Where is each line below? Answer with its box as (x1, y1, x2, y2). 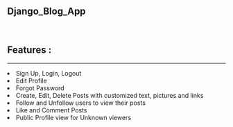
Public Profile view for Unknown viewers (16, 113, 132, 121)
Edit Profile (16, 76, 47, 85)
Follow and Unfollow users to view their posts (16, 99, 146, 107)
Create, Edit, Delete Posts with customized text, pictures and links (16, 91, 204, 99)
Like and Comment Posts (16, 105, 88, 114)
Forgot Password (16, 83, 64, 92)
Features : (7, 44, 52, 56)
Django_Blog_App (7, 6, 86, 17)
